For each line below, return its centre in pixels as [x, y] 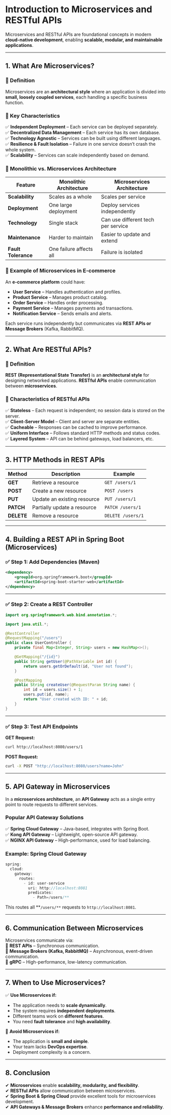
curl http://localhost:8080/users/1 [44, 747]
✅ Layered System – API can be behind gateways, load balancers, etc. [79, 438]
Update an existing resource [66, 499]
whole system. [21, 149]
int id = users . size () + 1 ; [53, 690]
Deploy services [120, 205]
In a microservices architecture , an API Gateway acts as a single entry [80, 799]
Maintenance [24, 238]
